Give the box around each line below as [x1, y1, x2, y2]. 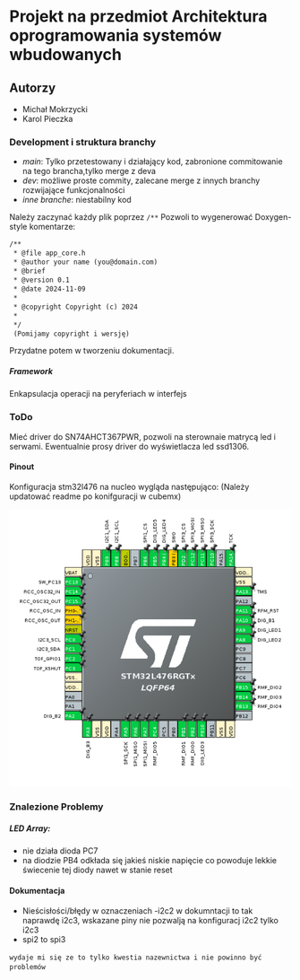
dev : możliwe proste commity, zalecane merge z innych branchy [21, 175, 261, 186]
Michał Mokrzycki [21, 104, 88, 114]
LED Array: [9, 823, 51, 834]
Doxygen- [254, 212, 292, 223]
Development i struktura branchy [9, 136, 157, 148]
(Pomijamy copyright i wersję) [13, 329, 130, 338]
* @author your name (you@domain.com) [13, 258, 159, 267]
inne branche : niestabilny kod [21, 195, 132, 206]
